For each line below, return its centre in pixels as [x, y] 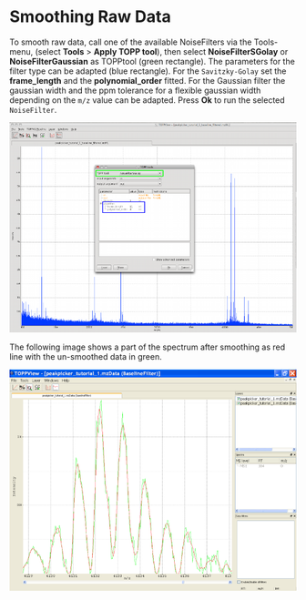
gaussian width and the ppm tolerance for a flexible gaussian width [135, 90]
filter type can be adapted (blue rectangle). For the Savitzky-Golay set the [148, 71]
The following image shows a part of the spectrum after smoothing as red [148, 347]
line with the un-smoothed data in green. [86, 356]
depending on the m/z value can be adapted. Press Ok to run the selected [147, 100]
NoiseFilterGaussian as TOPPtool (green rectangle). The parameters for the [153, 61]
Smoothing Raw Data [90, 17]
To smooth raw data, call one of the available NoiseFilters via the [131, 42]
